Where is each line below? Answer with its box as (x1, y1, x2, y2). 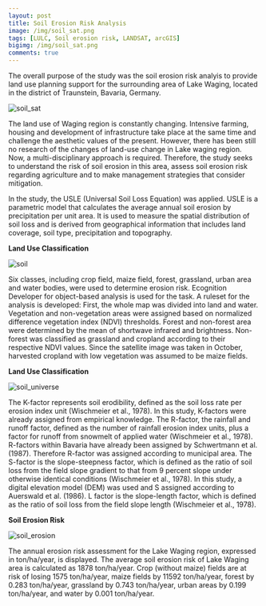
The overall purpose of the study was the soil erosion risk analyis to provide (8, 71, 258, 80)
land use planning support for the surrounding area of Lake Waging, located (8, 79, 258, 89)
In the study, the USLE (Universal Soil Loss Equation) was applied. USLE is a (8, 194, 258, 203)
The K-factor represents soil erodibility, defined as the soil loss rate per (8, 398, 242, 407)
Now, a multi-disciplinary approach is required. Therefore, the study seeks (8, 153, 253, 163)
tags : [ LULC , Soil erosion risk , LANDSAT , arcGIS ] (8, 34, 181, 42)
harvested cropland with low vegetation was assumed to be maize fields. (8, 351, 248, 360)
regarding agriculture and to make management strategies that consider (8, 170, 245, 179)
